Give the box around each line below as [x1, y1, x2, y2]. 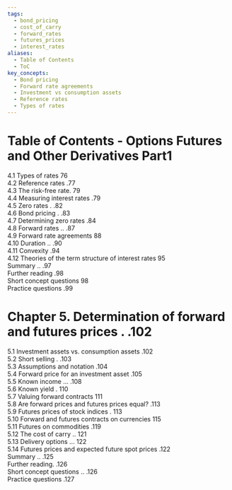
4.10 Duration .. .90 [7, 238, 62, 247]
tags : [7, 10, 23, 18]
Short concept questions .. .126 [7, 467, 98, 476]
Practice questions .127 [7, 474, 75, 483]
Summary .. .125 [7, 452, 54, 460]
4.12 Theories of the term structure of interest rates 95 [7, 254, 166, 262]
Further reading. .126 [7, 460, 68, 468]
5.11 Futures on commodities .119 [7, 422, 101, 431]
